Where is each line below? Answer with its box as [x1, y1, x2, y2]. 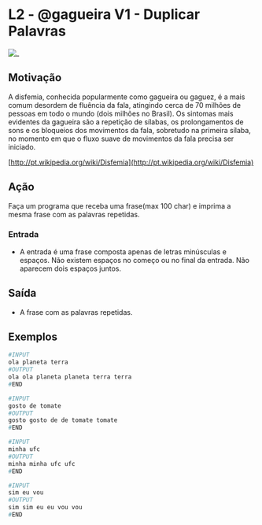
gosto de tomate [8, 401, 61, 410]
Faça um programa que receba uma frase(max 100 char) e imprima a [8, 201, 231, 210]
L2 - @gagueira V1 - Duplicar [8, 6, 201, 24]
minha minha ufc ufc [8, 460, 76, 468]
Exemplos [8, 331, 57, 344]
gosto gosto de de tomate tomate [8, 416, 118, 424]
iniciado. [8, 142, 36, 151]
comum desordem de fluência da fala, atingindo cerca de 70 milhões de [8, 100, 242, 109]
